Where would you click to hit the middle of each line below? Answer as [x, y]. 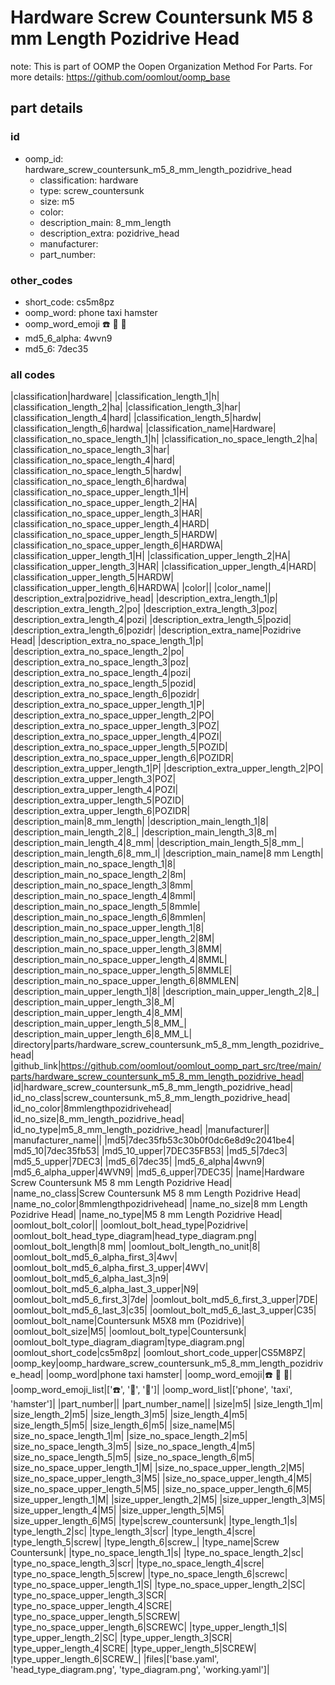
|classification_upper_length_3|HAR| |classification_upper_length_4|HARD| [163, 567]
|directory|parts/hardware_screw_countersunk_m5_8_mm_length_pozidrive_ [167, 1045]
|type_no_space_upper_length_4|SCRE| [91, 1606]
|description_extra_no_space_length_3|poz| [99, 662]
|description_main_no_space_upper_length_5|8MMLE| [121, 970]
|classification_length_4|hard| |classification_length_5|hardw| [136, 418]
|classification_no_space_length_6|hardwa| [99, 482]
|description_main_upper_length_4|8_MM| [96, 1013]
